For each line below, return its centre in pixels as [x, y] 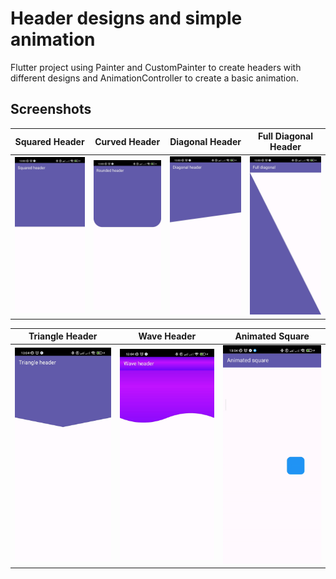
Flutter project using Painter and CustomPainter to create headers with [156, 67]
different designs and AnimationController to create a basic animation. [154, 78]
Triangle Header [63, 336]
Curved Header [127, 141]
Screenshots [51, 109]
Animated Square [272, 336]
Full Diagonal [285, 136]
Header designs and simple [126, 18]
